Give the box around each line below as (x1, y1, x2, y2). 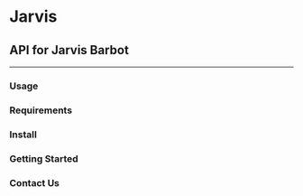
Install (9, 128, 38, 141)
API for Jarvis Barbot (9, 42, 129, 58)
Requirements (9, 104, 73, 117)
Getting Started (9, 152, 78, 164)
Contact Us (9, 176, 60, 189)
